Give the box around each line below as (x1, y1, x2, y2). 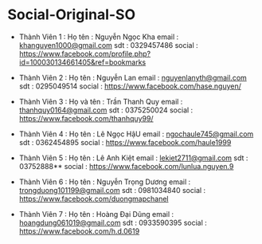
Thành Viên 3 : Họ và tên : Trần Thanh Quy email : (18, 96, 183, 106)
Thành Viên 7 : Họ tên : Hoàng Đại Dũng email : (18, 209, 174, 218)
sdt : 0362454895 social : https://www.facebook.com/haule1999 (18, 137, 232, 147)
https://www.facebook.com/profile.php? (18, 49, 151, 58)
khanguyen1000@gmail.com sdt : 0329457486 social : (18, 40, 198, 49)
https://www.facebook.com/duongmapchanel (18, 194, 169, 203)
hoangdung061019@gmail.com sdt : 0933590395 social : (18, 218, 208, 227)
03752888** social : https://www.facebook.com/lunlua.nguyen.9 (18, 161, 234, 171)
